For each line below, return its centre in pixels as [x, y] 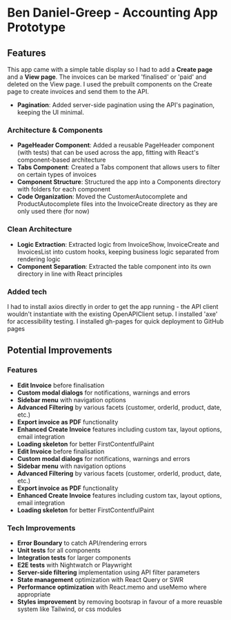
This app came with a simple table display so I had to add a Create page [110, 69]
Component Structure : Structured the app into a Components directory [119, 182]
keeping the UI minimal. [51, 112]
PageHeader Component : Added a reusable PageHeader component [116, 145]
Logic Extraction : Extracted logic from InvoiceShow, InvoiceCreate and [118, 244]
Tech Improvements [41, 528]
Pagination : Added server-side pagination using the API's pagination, [116, 105]
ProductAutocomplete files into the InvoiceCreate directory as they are [117, 204]
